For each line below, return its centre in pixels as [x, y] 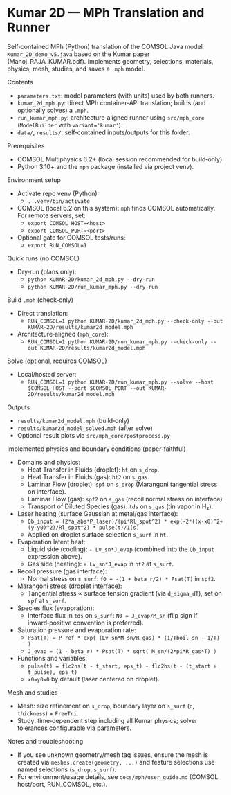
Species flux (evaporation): [56, 608]
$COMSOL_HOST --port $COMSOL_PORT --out [86, 388]
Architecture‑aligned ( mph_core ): [63, 334]
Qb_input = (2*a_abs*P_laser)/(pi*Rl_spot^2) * [97, 521]
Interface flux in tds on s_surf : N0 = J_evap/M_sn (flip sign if [112, 615]
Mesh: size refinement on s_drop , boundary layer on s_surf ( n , [106, 706]
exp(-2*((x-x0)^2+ [196, 521]
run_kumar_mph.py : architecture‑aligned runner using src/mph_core [111, 117]
